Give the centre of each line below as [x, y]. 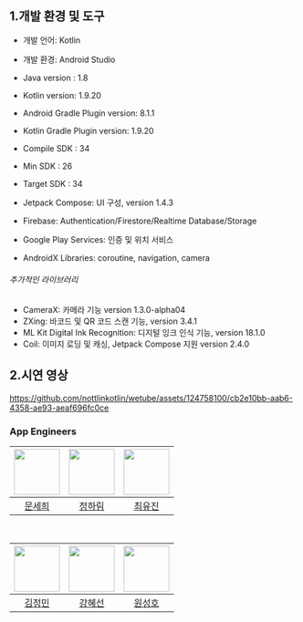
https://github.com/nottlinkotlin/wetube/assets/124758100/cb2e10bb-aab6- [151, 398]
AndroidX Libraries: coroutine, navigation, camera [116, 257]
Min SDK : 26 [47, 166]
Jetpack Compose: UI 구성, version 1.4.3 [98, 202]
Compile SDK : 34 [56, 148]
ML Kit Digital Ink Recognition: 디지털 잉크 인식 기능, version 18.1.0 [144, 333]
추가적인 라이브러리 [44, 280]
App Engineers [43, 431]
